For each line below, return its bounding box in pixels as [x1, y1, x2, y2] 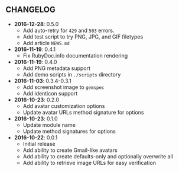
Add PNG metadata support [22, 65, 91, 72]
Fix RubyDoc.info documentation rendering [22, 52, 128, 59]
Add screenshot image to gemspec [22, 83, 105, 91]
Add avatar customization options [22, 102, 105, 109]
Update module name [22, 121, 76, 128]
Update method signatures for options [22, 128, 116, 135]
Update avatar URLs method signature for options [22, 109, 144, 116]
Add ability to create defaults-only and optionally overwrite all [22, 152, 174, 160]
